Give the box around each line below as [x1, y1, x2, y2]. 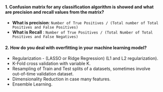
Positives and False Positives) [12, 25, 78, 30]
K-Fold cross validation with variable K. [12, 61, 91, 67]
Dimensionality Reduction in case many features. [12, 76, 111, 82]
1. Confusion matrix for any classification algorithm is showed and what [5, 4, 154, 10]
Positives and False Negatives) [12, 35, 78, 39]
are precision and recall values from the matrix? [5, 9, 104, 15]
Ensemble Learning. [12, 81, 53, 87]
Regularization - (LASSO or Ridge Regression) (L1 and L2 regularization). [12, 55, 158, 61]
